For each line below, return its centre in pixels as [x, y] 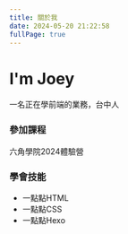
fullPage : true [38, 34]
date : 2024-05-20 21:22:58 [60, 26]
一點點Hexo [43, 220]
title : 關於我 [34, 17]
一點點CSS [42, 209]
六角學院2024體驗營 [47, 151]
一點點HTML [45, 197]
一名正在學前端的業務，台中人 [64, 105]
